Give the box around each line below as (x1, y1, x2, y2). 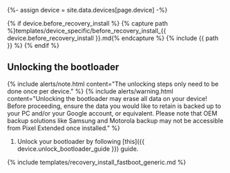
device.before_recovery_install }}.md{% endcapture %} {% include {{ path (7, 34, 219, 42)
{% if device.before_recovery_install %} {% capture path (7, 19, 168, 27)
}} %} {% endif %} (7, 42, 60, 49)
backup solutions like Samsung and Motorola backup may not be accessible (7, 116, 224, 125)
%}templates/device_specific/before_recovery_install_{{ (7, 27, 166, 35)
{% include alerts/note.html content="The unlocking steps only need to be (7, 80, 219, 88)
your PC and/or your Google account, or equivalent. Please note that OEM (7, 109, 218, 117)
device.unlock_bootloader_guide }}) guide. (17, 145, 139, 153)
